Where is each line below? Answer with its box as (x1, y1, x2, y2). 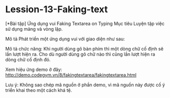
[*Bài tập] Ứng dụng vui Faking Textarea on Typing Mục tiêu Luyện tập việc (5, 20, 165, 27)
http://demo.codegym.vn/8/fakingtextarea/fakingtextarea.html (5, 71, 137, 78)
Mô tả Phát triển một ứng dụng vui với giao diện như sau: (5, 36, 125, 42)
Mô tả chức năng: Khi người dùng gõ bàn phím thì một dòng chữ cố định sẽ (5, 45, 164, 52)
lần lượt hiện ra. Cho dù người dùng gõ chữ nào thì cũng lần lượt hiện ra (5, 51, 155, 57)
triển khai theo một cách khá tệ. (5, 87, 73, 93)
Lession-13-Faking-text (5, 4, 108, 15)
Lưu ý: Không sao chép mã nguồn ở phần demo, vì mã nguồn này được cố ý (5, 82, 165, 88)
